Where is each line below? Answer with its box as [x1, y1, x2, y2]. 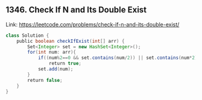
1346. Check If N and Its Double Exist [5, 5, 147, 15]
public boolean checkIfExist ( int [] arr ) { [16, 38, 125, 44]
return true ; [48, 60, 82, 67]
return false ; [27, 77, 63, 83]
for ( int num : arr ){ [27, 49, 77, 55]
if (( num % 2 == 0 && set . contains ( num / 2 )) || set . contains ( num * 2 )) [37, 55, 200, 61]
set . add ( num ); [37, 66, 74, 72]
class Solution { [5, 33, 49, 39]
